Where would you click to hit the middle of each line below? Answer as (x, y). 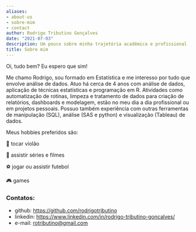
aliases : (17, 11)
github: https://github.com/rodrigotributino (66, 210)
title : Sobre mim (27, 50)
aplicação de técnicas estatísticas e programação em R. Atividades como (94, 90)
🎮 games (18, 180)
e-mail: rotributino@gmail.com (51, 223)
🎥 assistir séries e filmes (35, 155)
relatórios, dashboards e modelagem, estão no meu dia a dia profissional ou (97, 102)
